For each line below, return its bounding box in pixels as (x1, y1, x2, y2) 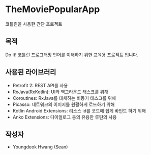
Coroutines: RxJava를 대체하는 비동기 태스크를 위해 (12, 95, 116, 101)
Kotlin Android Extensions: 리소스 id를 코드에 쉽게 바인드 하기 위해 (12, 107, 146, 113)
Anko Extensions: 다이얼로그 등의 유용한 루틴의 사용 (12, 114, 117, 120)
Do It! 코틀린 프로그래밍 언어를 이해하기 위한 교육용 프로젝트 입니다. (5, 52, 139, 58)
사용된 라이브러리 (5, 68, 56, 76)
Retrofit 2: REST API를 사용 (12, 82, 68, 88)
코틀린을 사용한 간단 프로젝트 (5, 21, 63, 27)
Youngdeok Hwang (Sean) (12, 144, 68, 150)
